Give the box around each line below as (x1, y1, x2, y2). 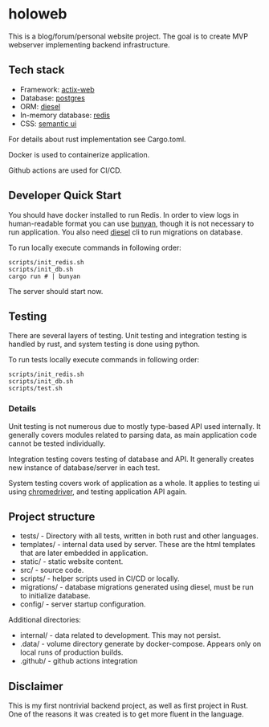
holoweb (8, 5, 67, 23)
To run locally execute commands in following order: (8, 243, 182, 252)
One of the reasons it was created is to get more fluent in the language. (8, 709, 244, 719)
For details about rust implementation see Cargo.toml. (8, 134, 186, 144)
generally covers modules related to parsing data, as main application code (8, 430, 257, 439)
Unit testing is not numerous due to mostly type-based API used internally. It (8, 421, 261, 431)
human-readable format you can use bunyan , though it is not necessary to (8, 219, 255, 228)
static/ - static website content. (19, 557, 124, 566)
